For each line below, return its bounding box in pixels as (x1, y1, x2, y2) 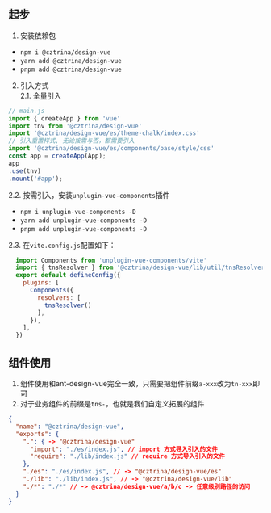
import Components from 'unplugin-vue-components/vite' (15, 256, 207, 264)
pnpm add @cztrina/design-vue (19, 65, 123, 74)
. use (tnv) (8, 166, 42, 175)
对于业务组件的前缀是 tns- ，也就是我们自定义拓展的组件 (19, 399, 205, 408)
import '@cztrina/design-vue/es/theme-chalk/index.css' (8, 129, 200, 137)
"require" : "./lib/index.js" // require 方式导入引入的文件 (29, 452, 226, 460)
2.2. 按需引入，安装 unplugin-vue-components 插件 (8, 190, 170, 200)
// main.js (8, 107, 45, 115)
